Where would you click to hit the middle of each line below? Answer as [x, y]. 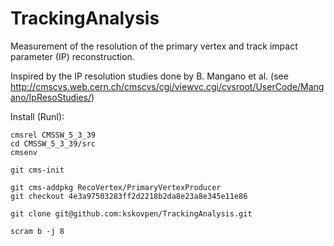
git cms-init [37, 170]
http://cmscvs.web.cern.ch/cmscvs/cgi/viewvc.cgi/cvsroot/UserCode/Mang [167, 86]
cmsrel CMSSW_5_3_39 [53, 135]
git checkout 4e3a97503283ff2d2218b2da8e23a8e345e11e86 [129, 196]
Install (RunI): [37, 116]
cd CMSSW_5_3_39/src [53, 143]
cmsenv [24, 152]
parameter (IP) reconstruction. [72, 56]
